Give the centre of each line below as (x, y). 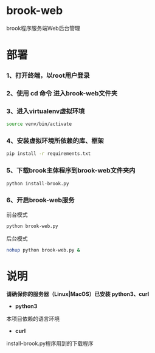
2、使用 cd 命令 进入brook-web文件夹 (62, 93)
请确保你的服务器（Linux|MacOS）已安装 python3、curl (78, 294)
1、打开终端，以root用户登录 (48, 75)
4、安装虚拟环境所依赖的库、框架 (55, 141)
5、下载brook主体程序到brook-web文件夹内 (71, 171)
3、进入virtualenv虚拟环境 (46, 111)
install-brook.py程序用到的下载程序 (50, 343)
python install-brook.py (38, 183)
